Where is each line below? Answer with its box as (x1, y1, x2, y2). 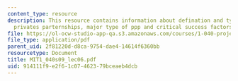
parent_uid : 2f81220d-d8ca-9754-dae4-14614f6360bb (7, 43, 160, 50)
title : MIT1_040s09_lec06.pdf (7, 56, 97, 63)
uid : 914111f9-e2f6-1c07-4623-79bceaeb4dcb (7, 63, 138, 70)
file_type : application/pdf (7, 37, 91, 44)
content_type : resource (7, 10, 78, 18)
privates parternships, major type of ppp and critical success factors (13, 23, 233, 30)
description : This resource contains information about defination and (7, 17, 223, 24)
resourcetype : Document (7, 50, 78, 57)
